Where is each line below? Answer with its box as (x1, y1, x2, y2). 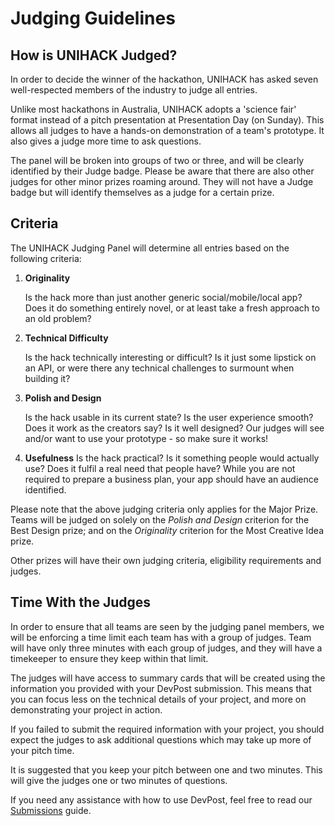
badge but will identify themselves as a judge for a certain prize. (10, 187, 275, 198)
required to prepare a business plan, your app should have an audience (24, 473, 319, 485)
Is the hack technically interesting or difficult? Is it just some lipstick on (24, 351, 317, 363)
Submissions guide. (10, 804, 92, 816)
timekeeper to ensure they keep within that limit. (10, 652, 209, 664)
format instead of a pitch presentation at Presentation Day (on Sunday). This (10, 114, 325, 126)
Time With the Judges (10, 594, 152, 611)
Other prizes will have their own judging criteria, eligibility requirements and (10, 554, 322, 566)
